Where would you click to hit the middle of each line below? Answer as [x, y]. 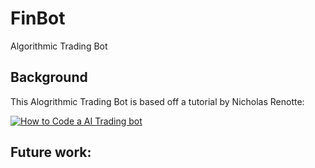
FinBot [38, 18]
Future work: [51, 152]
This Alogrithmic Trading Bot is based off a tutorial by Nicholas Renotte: [157, 101]
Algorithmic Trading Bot [59, 46]
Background [49, 77]
